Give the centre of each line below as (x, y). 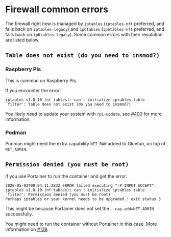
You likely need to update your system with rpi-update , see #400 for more (83, 114)
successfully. (19, 214)
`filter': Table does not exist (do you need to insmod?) (68, 104)
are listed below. (22, 40)
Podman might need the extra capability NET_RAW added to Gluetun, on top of (86, 143)
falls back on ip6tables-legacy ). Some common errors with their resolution (84, 34)
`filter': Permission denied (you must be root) (58, 195)
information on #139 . (27, 229)
